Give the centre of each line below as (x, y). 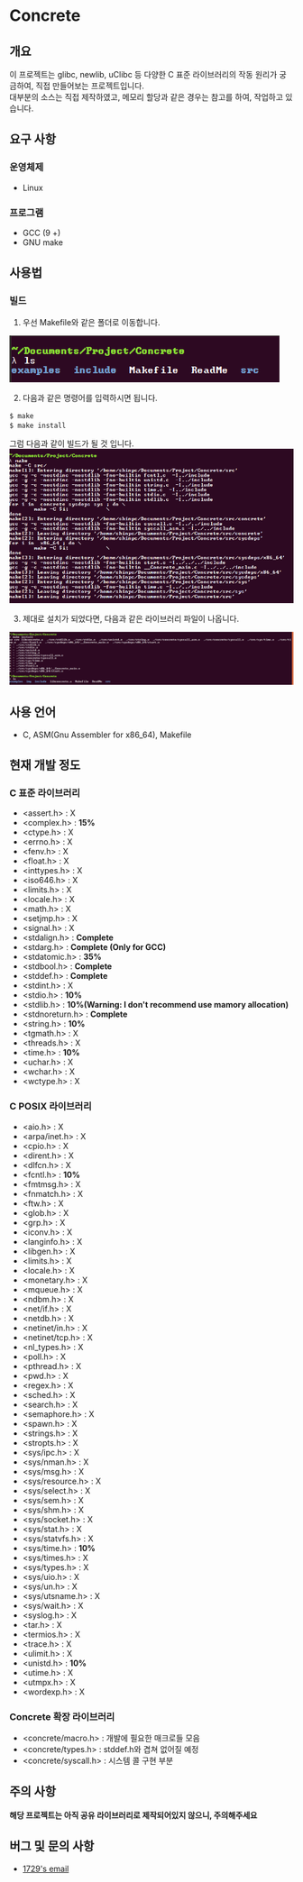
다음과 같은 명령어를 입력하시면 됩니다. (90, 397)
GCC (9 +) (41, 233)
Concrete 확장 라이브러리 (62, 1716)
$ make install (38, 425)
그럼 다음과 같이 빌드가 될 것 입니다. (72, 443)
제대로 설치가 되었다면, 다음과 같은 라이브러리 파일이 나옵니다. (131, 619)
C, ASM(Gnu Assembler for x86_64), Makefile (107, 735)
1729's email (46, 1868)
